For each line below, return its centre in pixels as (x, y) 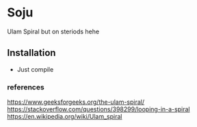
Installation (31, 53)
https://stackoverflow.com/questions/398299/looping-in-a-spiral (98, 109)
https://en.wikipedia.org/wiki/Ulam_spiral (65, 117)
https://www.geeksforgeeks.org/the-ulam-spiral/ (76, 102)
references (26, 87)
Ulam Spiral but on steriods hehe (53, 31)
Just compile (35, 69)
